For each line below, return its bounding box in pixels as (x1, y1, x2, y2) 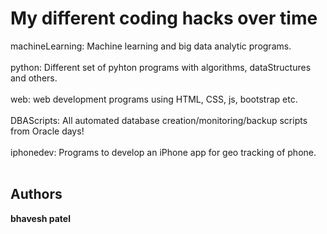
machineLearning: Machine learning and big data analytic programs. (10, 40, 292, 52)
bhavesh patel (10, 212, 71, 224)
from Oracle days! (10, 125, 85, 137)
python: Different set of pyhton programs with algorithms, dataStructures (10, 61, 312, 73)
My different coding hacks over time (10, 7, 318, 30)
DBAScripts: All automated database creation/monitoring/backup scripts (10, 114, 308, 126)
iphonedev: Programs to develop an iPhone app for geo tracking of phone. (10, 146, 317, 158)
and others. (10, 72, 58, 84)
